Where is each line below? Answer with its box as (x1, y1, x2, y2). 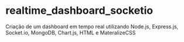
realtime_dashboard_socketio (5, 4, 154, 17)
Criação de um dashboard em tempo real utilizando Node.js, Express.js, (5, 23, 179, 30)
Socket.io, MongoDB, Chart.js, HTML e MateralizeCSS (5, 29, 136, 36)
